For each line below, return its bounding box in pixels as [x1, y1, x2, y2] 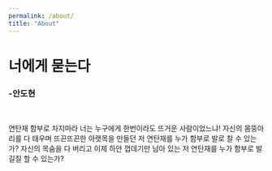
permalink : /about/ [8, 11, 75, 20]
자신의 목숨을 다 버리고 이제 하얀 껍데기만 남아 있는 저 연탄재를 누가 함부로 [19, 143, 254, 153]
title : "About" [8, 19, 60, 28]
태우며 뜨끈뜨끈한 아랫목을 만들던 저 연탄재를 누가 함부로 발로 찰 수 [32, 133, 242, 143]
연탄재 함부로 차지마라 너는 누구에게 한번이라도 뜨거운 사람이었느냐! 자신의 [8, 123, 243, 133]
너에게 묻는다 [8, 57, 91, 75]
